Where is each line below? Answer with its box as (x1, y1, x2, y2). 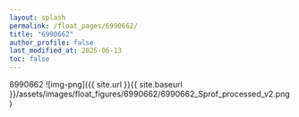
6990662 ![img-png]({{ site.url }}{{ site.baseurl (9, 79, 184, 89)
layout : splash (9, 13, 66, 22)
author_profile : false (9, 38, 94, 47)
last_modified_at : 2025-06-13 (9, 46, 123, 55)
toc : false (9, 54, 50, 63)
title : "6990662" (9, 29, 74, 38)
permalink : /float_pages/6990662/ (9, 21, 139, 30)
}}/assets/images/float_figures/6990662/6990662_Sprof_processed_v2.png (9, 88, 290, 99)
